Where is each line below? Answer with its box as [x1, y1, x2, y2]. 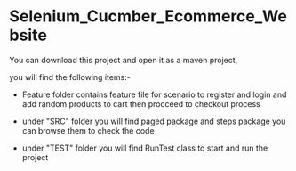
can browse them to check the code [21, 125, 155, 135]
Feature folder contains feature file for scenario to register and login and [21, 89, 287, 100]
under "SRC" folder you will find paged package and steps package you [21, 116, 286, 126]
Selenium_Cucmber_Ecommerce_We [9, 6, 287, 27]
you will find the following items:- [9, 71, 131, 82]
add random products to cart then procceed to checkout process [21, 98, 260, 109]
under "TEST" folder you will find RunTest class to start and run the [21, 142, 268, 153]
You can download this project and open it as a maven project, [9, 54, 238, 65]
